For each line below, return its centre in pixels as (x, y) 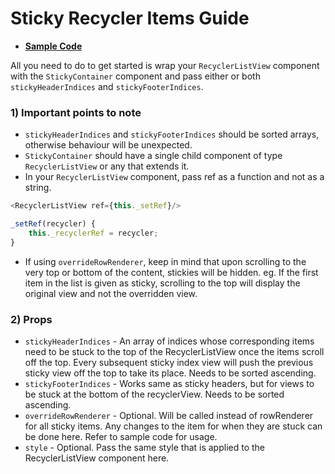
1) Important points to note (76, 112)
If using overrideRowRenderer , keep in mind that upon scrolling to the (165, 261)
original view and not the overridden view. (111, 293)
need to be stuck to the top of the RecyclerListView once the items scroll (174, 352)
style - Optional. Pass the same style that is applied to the (145, 448)
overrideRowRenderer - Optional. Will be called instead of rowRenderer (169, 416)
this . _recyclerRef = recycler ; (93, 233)
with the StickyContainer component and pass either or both (135, 76)
